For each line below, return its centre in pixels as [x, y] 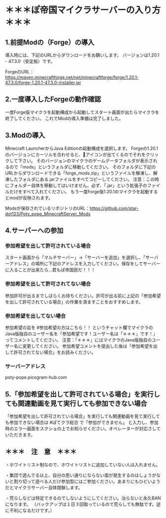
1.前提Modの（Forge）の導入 [50, 42]
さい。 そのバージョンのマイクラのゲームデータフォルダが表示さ [87, 161]
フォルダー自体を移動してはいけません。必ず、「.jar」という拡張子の [78, 185]
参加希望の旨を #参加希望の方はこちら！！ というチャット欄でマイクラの [79, 327]
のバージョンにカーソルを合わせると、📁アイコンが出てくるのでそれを [75, 154]
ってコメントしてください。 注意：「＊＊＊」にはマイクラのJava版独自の [79, 340]
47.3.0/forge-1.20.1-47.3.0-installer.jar [43, 83]
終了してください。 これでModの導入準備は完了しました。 [64, 118]
